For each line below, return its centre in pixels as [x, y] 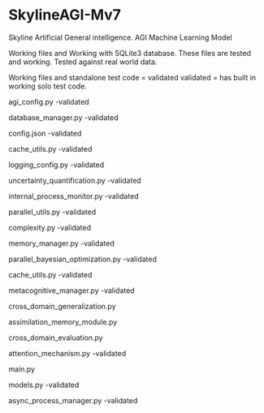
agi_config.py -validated [49, 101]
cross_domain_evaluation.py [56, 338]
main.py [22, 369]
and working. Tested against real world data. [83, 62]
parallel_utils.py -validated [52, 212]
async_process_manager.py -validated [73, 400]
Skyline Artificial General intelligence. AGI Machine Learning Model [121, 37]
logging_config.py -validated [56, 165]
